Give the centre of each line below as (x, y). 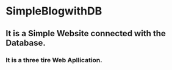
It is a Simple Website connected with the (86, 33)
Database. (26, 43)
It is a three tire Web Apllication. (54, 60)
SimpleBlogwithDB (54, 11)
